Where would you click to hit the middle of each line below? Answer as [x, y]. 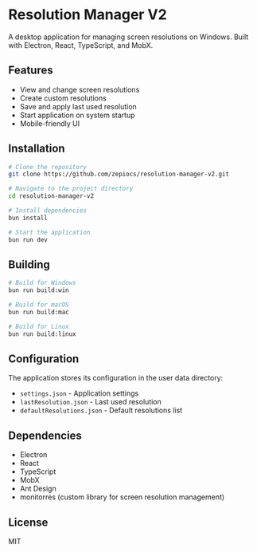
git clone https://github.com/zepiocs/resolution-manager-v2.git [119, 174]
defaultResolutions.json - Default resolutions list [101, 410]
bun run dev [28, 240]
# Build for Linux [39, 326]
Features [31, 71]
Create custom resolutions [63, 98]
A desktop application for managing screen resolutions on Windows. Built [128, 37]
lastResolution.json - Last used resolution [90, 402]
